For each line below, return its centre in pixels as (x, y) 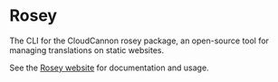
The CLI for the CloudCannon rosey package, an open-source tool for (139, 41)
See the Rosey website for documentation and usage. (110, 68)
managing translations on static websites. (87, 50)
